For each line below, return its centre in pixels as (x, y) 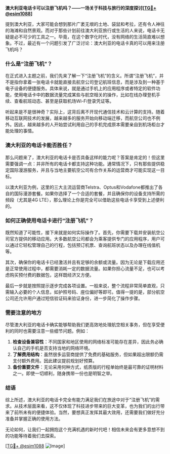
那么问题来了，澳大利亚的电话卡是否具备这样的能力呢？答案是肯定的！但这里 (85, 157)
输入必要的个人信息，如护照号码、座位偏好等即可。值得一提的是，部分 (82, 292)
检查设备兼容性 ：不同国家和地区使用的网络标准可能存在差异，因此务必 (86, 342)
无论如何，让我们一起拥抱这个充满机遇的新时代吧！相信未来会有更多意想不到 (85, 430)
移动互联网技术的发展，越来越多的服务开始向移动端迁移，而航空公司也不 (80, 118)
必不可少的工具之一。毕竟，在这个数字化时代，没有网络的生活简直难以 (87, 37)
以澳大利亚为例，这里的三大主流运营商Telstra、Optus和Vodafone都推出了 (82, 187)
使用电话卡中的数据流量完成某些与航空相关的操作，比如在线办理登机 (85, 95)
